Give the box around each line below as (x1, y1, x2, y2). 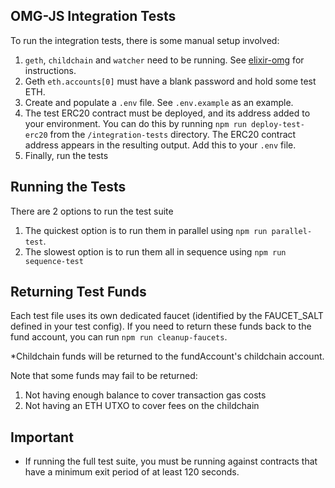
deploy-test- (251, 119, 306, 129)
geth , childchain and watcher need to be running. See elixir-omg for (24, 54, 305, 66)
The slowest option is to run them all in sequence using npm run (24, 245, 287, 258)
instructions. (24, 64, 77, 76)
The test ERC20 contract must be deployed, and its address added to (24, 107, 311, 119)
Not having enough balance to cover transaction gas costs (24, 389, 267, 401)
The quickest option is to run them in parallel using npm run (24, 224, 268, 236)
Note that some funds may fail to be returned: (10, 370, 198, 382)
